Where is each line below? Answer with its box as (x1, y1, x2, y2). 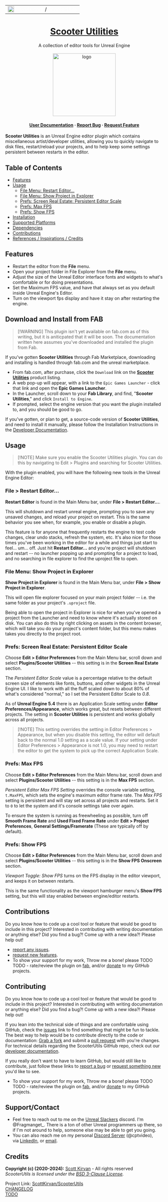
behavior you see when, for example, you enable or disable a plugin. (5, 519, 146, 525)
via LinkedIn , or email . (12, 1138, 58, 1144)
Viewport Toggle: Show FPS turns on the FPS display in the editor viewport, (5, 872, 161, 879)
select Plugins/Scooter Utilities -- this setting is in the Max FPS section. (5, 777, 155, 783)
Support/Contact (5, 1103, 60, 1112)
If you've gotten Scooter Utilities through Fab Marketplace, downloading (5, 354, 155, 360)
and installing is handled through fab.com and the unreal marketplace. (5, 359, 150, 365)
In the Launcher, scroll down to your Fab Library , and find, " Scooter (12, 390, 153, 396)
